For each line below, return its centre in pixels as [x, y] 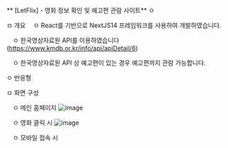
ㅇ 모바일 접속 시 [35, 137]
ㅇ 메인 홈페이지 [35, 107]
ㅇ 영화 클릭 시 [33, 123]
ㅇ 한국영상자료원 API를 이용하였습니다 [66, 40]
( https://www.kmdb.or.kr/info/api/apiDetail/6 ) [73, 48]
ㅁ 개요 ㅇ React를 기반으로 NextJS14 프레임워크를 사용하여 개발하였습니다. [114, 25]
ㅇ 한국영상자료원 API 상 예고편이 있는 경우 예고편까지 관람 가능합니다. [109, 63]
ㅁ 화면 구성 [23, 93]
